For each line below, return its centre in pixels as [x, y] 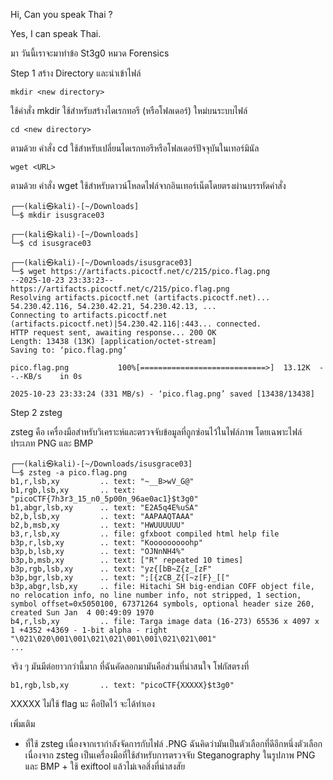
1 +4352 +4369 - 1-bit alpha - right [89, 630]
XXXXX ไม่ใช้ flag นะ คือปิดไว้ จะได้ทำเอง [82, 703]
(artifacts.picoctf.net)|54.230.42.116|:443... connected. [136, 324]
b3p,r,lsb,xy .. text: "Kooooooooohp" [106, 543]
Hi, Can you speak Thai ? [61, 14]
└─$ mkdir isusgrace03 [57, 215]
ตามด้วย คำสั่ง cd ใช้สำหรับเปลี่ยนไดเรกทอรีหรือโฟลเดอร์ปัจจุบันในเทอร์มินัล [135, 148]
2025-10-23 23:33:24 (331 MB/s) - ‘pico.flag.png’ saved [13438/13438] [162, 394]
